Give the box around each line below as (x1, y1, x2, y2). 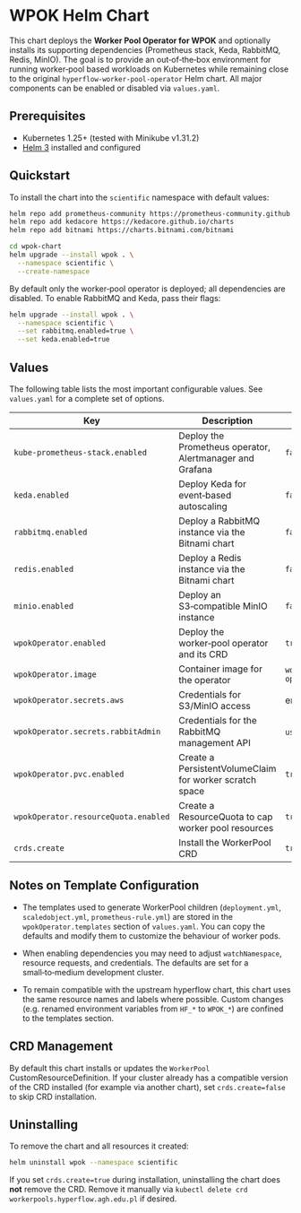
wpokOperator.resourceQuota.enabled (13, 812, 170, 821)
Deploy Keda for (178, 478, 246, 490)
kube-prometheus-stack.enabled (13, 447, 148, 457)
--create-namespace (17, 266, 90, 276)
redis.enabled (13, 564, 74, 574)
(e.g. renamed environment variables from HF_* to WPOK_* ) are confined (21, 1003, 284, 1014)
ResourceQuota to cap (178, 810, 273, 823)
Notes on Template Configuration (9, 878, 200, 893)
